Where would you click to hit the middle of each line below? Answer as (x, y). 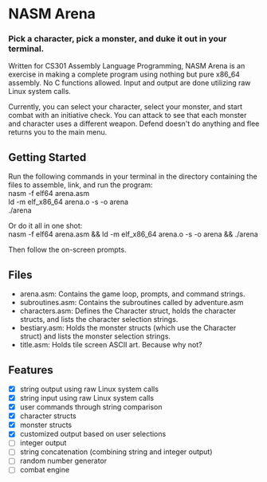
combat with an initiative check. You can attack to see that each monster (128, 116)
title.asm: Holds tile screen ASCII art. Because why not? (111, 345)
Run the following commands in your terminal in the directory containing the (133, 177)
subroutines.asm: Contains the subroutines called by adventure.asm (132, 303)
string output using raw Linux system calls (89, 389)
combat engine (45, 470)
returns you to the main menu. (58, 132)
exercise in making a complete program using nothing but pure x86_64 (124, 74)
